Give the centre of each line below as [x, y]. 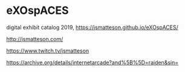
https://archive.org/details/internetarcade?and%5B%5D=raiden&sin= [92, 62]
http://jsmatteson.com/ [35, 39]
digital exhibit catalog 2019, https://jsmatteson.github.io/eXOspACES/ [92, 27]
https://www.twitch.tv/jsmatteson [48, 51]
